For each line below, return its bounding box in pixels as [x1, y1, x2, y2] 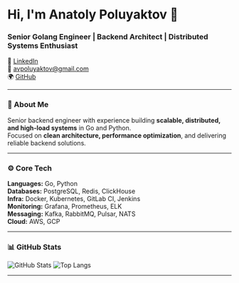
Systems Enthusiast [7, 41, 78, 51]
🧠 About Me [7, 100, 49, 110]
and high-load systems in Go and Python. [7, 123, 132, 132]
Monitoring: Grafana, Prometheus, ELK [7, 202, 122, 211]
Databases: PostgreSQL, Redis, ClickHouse [7, 187, 136, 195]
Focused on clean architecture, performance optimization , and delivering [7, 131, 226, 140]
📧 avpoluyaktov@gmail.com [7, 64, 89, 73]
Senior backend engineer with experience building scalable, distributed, [7, 115, 221, 124]
